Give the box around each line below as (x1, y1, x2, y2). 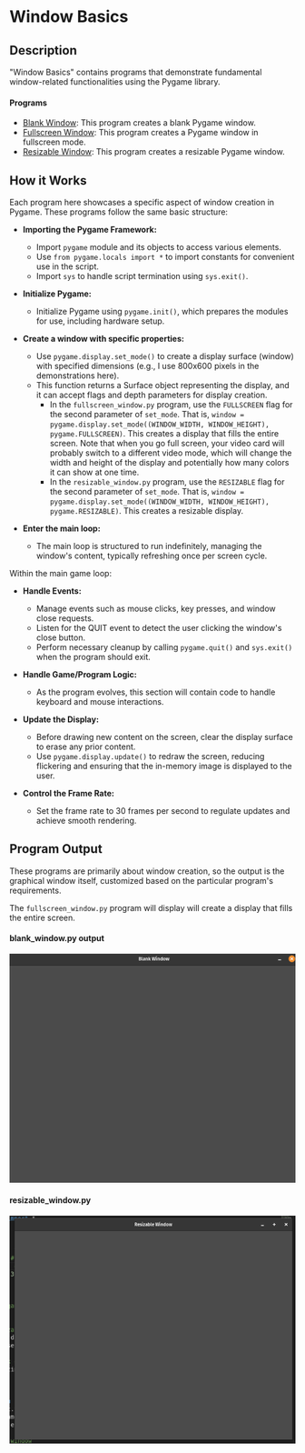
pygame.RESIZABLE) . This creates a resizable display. (49, 506, 243, 516)
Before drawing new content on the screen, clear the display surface (35, 732, 293, 743)
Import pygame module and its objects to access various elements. (35, 242, 281, 253)
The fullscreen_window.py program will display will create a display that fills (9, 902, 293, 913)
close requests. (35, 613, 94, 624)
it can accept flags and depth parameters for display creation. (35, 389, 268, 401)
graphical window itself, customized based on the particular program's (9, 875, 274, 886)
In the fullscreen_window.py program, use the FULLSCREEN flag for (49, 399, 293, 410)
